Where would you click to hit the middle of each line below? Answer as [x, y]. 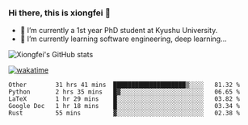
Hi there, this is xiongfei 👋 [59, 13]
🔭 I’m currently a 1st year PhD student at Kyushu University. [119, 31]
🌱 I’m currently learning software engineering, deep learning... [124, 39]
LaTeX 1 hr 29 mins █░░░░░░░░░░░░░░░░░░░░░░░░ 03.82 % [124, 99]
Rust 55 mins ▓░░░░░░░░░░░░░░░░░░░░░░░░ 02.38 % [124, 113]
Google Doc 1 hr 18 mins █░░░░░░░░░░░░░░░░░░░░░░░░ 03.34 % [124, 106]
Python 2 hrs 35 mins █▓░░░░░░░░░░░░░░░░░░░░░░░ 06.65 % [124, 92]
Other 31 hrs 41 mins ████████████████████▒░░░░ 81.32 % [124, 85]
